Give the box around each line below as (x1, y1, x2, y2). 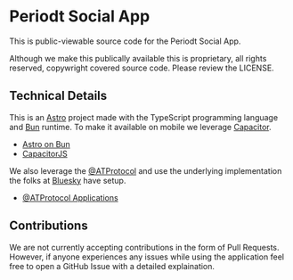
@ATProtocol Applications (21, 192, 118, 202)
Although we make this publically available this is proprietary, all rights (9, 53, 267, 63)
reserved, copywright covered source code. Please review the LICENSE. (9, 62, 274, 73)
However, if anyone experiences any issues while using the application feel (9, 251, 285, 262)
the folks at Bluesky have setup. (9, 175, 126, 185)
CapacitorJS (21, 148, 69, 159)
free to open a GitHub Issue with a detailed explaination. (9, 260, 216, 271)
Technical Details (9, 88, 108, 103)
